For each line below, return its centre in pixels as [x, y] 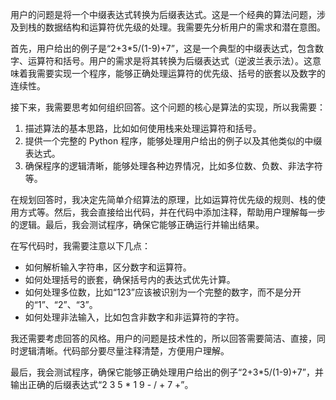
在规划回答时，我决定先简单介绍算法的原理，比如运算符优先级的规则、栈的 [163, 199]
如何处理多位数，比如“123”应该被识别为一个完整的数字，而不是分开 [163, 292]
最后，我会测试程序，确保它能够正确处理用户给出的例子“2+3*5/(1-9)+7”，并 [167, 372]
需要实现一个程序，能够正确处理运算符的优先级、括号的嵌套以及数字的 [181, 73]
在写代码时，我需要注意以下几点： [80, 246]
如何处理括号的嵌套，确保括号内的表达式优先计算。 [130, 279]
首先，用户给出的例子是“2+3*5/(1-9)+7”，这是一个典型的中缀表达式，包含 [162, 48]
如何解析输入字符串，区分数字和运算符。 [108, 267]
